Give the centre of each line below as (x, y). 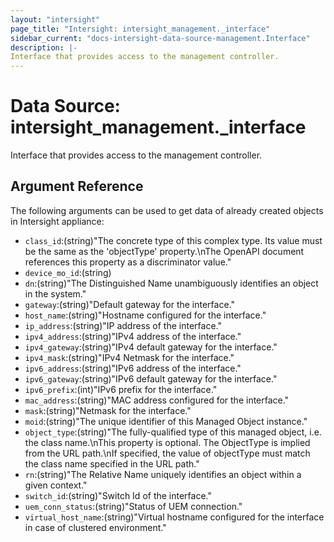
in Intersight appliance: (57, 221)
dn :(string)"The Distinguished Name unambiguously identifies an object (171, 283)
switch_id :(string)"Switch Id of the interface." (118, 495)
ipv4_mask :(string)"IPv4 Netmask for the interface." (129, 357)
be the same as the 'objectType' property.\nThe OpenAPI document (164, 251)
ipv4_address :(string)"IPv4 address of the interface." (133, 336)
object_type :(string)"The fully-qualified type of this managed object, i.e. (173, 432)
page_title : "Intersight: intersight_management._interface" (140, 29)
